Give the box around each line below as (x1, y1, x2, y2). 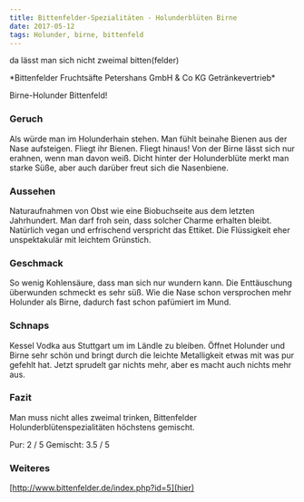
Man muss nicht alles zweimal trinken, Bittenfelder (9, 411, 198, 422)
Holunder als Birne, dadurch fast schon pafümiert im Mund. (9, 296, 231, 308)
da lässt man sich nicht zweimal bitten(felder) (9, 55, 180, 66)
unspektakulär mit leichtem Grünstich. (9, 234, 152, 245)
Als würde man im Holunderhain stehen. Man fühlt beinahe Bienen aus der (9, 133, 288, 144)
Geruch (9, 112, 44, 125)
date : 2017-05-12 (9, 22, 75, 31)
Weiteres (9, 461, 51, 474)
